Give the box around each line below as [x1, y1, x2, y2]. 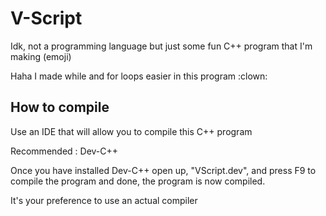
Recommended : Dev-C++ [10, 145, 119, 157]
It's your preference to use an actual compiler [10, 194, 198, 206]
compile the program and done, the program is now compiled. [10, 175, 266, 187]
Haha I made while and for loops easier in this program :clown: [10, 70, 268, 82]
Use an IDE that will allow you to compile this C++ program [10, 125, 253, 137]
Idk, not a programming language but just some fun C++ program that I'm [10, 40, 313, 52]
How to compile [10, 99, 110, 116]
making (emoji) [10, 50, 72, 62]
